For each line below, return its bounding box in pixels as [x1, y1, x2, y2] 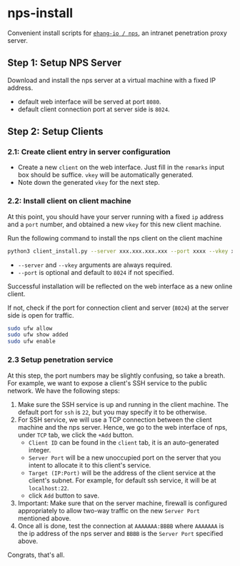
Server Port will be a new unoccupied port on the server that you [28, 453, 221, 462]
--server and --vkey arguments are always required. [17, 261, 173, 269]
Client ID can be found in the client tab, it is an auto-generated [28, 438, 219, 447]
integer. [28, 445, 51, 454]
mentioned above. [17, 514, 71, 522]
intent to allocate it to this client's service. [28, 460, 151, 469]
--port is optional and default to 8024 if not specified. [17, 268, 174, 276]
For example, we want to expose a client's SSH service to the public [7, 378, 207, 387]
